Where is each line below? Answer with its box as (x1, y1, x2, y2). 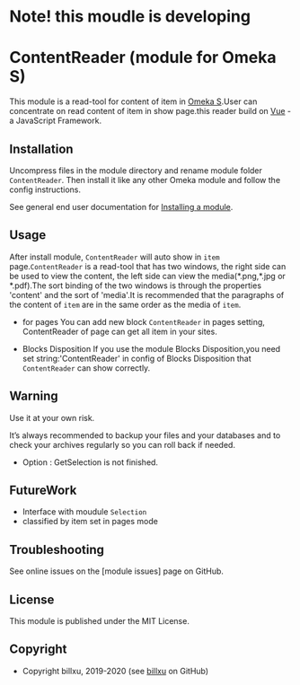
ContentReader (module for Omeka (9, 48, 277, 68)
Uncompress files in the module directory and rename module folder (9, 164, 263, 176)
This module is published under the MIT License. (9, 616, 190, 626)
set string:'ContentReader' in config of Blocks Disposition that (22, 353, 251, 364)
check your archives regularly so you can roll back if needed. (9, 439, 236, 450)
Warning (9, 389, 58, 404)
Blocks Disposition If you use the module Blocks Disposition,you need (22, 343, 281, 354)
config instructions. (9, 184, 81, 195)
